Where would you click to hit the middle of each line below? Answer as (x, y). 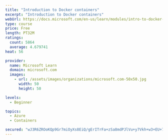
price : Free (17, 28)
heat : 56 (14, 51)
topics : (13, 111)
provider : (15, 60)
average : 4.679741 (29, 47)
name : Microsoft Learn (33, 65)
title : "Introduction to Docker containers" (52, 10)
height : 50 (30, 88)
